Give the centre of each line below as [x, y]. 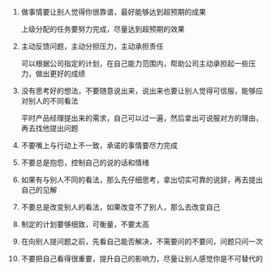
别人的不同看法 [53, 101]
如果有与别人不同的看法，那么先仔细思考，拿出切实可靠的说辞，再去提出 [142, 180]
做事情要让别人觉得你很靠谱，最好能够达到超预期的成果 [113, 12]
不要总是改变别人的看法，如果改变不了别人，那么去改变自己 [120, 207]
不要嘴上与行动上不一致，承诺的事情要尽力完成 [99, 145]
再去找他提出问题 [49, 128]
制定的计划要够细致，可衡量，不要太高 [85, 224]
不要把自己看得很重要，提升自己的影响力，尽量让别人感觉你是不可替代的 [142, 258]
